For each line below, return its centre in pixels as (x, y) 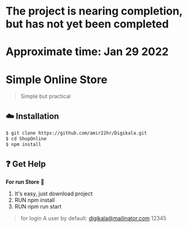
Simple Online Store (56, 79)
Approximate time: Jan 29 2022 (87, 52)
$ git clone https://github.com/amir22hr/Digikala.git (76, 133)
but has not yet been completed (87, 24)
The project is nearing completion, (94, 11)
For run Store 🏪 (25, 182)
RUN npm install (35, 200)
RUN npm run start (38, 206)
